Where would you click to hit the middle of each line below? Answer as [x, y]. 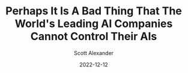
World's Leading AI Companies [94, 24]
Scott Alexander [94, 53]
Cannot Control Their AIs [94, 36]
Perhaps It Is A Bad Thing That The [94, 11]
